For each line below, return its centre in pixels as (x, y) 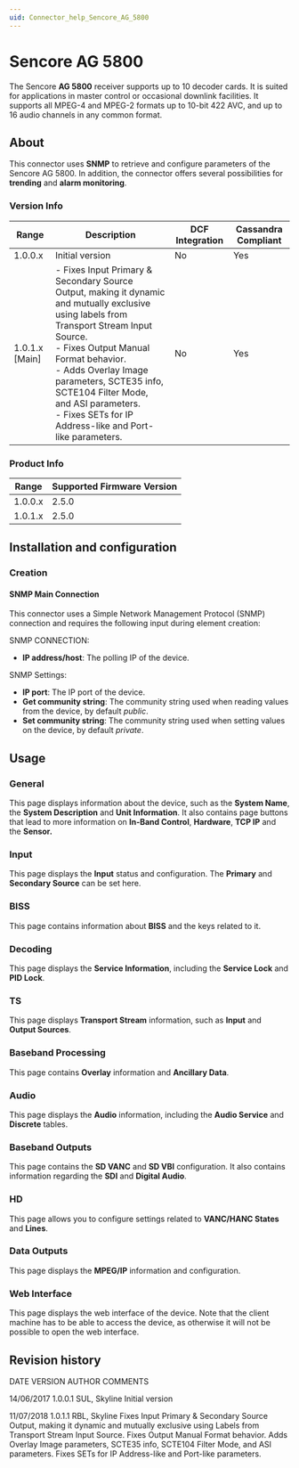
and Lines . (29, 1228)
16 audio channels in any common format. (86, 114)
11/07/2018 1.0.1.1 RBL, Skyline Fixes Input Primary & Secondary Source (139, 1415)
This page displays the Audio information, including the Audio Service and (147, 1114)
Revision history (55, 1360)
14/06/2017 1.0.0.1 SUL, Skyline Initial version (91, 1399)
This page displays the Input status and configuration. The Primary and (141, 874)
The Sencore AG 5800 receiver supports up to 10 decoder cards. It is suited (149, 86)
